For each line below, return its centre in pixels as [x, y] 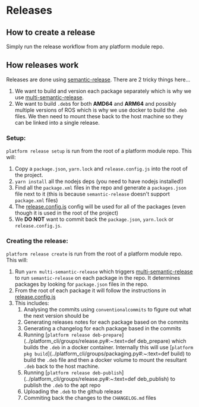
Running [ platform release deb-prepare [73, 335]
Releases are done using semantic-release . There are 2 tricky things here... [98, 79]
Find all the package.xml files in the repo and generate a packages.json [100, 188]
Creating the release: [37, 241]
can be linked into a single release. [57, 122]
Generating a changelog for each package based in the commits [102, 329]
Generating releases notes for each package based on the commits [106, 322]
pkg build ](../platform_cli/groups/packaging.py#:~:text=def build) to [107, 354]
